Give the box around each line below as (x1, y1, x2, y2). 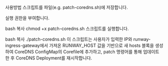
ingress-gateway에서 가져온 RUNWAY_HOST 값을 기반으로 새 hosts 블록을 (5, 42, 154, 48)
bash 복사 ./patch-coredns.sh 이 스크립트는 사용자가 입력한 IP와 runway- (5, 36, 151, 42)
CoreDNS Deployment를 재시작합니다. (16, 55, 92, 61)
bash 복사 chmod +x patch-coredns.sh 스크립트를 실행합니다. (5, 25, 129, 31)
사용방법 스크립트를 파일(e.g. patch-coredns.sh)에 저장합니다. (5, 4, 128, 10)
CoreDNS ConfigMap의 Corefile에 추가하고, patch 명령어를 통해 (14, 49, 142, 54)
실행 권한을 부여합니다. (5, 15, 50, 21)
